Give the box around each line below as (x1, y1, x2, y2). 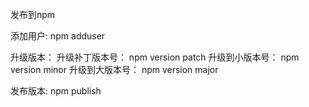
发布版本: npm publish (10, 85, 102, 97)
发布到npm (10, 9, 56, 20)
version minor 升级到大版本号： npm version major (10, 64, 219, 75)
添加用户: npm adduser (10, 30, 106, 42)
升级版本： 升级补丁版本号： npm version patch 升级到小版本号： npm (10, 51, 300, 63)
